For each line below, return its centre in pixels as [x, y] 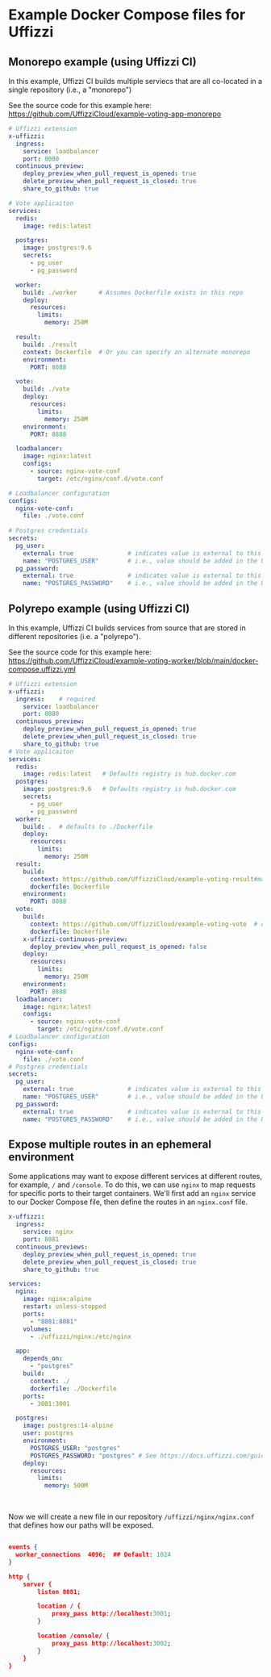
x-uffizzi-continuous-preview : [75, 939]
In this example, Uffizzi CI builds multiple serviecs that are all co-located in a [135, 81]
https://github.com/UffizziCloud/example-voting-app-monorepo [115, 114]
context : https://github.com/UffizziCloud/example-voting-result [142, 879]
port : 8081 [41, 1240]
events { [23, 1547]
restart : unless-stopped [65, 1307]
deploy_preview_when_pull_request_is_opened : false [118, 947]
